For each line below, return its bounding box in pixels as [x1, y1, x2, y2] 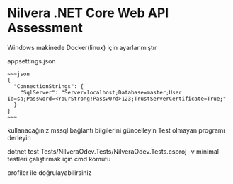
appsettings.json [7, 56, 56, 65]
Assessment [7, 20, 83, 36]
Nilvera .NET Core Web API [7, 5, 169, 21]
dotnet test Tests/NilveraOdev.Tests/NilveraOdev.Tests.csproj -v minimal [7, 147, 220, 156]
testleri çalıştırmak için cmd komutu [7, 154, 111, 163]
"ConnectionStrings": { [13, 82, 84, 90]
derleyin [7, 133, 32, 142]
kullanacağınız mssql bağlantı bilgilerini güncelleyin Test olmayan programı [7, 125, 225, 135]
